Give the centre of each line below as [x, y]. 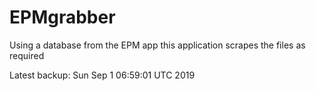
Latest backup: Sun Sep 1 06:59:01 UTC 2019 [102, 75]
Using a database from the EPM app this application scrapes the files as [157, 45]
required [27, 55]
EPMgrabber [62, 17]
